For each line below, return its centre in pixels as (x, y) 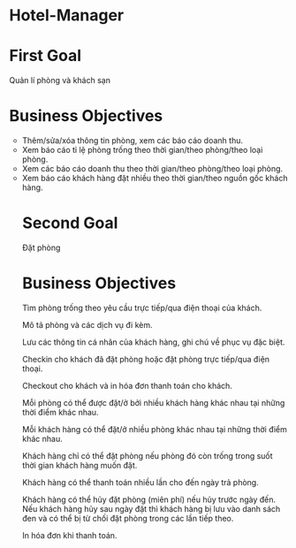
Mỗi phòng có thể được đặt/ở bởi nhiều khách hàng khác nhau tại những (153, 402)
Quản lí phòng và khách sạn (60, 80)
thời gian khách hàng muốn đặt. (80, 465)
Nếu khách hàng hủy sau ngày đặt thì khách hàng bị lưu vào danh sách (151, 508)
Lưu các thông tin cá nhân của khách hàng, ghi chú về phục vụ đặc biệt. (153, 342)
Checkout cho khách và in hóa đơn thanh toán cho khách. (127, 385)
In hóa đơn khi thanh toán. (69, 535)
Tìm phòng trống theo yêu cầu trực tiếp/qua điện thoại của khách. (142, 308)
